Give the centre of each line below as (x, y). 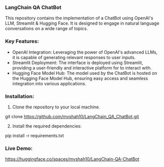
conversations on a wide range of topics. (47, 29)
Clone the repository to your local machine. (56, 107)
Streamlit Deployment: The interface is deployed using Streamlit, (78, 63)
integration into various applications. (49, 83)
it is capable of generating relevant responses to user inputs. (74, 57)
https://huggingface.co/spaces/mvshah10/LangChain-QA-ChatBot (72, 159)
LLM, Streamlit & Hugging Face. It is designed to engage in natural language (82, 23)
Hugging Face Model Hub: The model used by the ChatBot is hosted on (85, 73)
